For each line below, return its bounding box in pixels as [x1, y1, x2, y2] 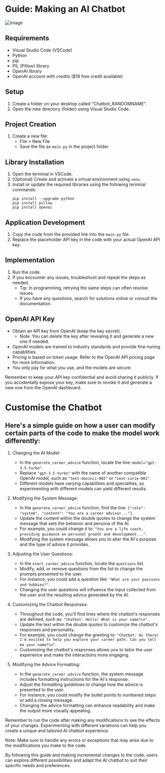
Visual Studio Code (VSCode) [12, 47, 72, 53]
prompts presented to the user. [19, 571, 83, 577]
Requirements [5, 34, 49, 42]
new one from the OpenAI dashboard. [5, 384, 82, 390]
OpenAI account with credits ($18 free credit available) [12, 73, 123, 79]
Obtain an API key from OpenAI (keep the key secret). [12, 328, 122, 334]
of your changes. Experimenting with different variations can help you [5, 722, 147, 728]
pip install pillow [12, 201, 53, 205]
